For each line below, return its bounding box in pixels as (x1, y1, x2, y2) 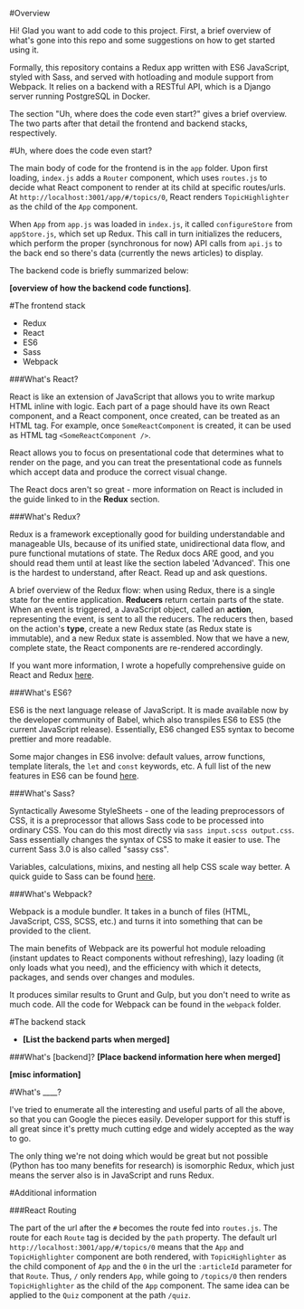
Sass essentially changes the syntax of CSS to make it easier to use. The (9, 835, 280, 845)
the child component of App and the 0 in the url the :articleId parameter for (9, 1261, 292, 1271)
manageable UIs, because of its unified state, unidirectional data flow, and (9, 539, 286, 549)
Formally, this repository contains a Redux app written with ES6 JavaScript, (9, 62, 290, 72)
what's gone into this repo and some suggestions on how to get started (9, 35, 276, 45)
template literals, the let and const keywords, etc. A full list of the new (9, 760, 271, 771)
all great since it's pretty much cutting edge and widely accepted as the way (9, 1123, 294, 1134)
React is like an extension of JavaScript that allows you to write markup (9, 391, 275, 402)
